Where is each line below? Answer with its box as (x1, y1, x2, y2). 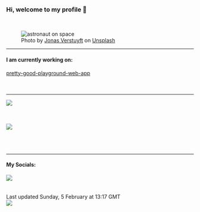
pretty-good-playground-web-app (6, 69, 90, 76)
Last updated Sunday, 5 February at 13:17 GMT (6, 193, 121, 200)
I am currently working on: (6, 56, 73, 63)
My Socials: (6, 161, 36, 168)
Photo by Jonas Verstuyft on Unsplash (21, 37, 115, 44)
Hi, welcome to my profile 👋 (6, 5, 87, 14)
